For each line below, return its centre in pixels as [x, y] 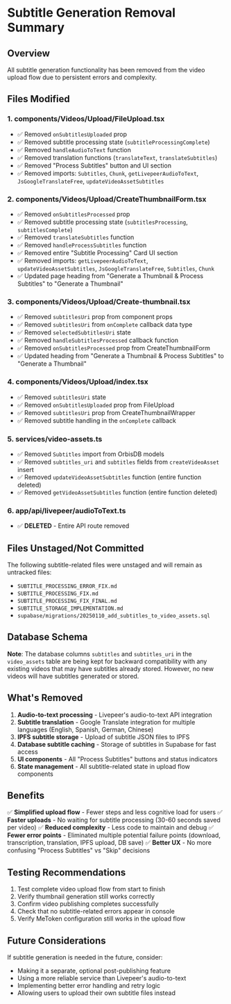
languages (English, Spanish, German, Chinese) [85, 729]
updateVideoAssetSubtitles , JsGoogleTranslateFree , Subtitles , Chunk [116, 268]
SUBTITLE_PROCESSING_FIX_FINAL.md [67, 601]
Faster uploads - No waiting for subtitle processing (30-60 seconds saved [114, 820]
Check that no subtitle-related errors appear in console [96, 912]
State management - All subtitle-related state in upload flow [104, 766]
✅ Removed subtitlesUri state [61, 397]
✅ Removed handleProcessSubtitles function [82, 245]
